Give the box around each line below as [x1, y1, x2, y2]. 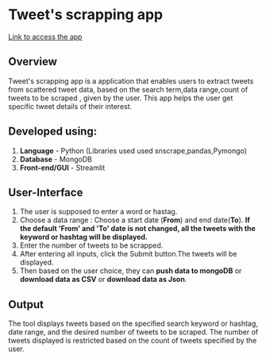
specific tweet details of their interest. [8, 101, 133, 111]
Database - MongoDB [19, 154, 93, 164]
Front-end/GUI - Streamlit [19, 162, 106, 172]
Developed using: [8, 125, 98, 139]
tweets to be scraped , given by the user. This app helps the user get [8, 93, 233, 103]
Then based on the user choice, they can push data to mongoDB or [19, 266, 242, 276]
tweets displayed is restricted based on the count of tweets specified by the [8, 336, 257, 346]
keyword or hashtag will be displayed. [19, 233, 148, 242]
